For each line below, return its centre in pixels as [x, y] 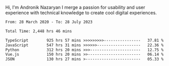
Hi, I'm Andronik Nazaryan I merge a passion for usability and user [75, 7]
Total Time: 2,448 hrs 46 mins [39, 31]
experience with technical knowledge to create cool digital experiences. [81, 13]
